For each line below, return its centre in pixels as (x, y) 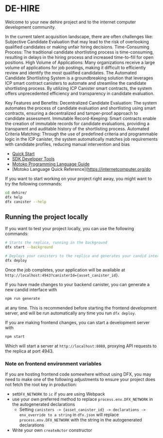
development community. (30, 27)
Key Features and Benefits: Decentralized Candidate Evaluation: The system (81, 103)
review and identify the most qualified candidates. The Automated (71, 73)
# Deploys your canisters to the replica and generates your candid (76, 256)
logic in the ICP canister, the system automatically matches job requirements (81, 139)
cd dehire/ (16, 193)
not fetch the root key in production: (41, 384)
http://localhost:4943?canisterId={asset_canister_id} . (62, 275)
